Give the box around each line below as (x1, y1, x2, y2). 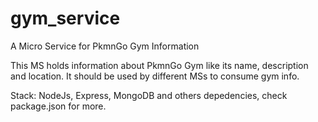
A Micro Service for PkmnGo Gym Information (10, 40, 200, 52)
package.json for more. (10, 100, 107, 112)
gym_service (10, 7, 121, 30)
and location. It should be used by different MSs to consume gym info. (10, 70, 300, 82)
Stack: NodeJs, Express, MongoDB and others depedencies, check (10, 89, 288, 101)
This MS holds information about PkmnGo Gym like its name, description (10, 59, 309, 71)
